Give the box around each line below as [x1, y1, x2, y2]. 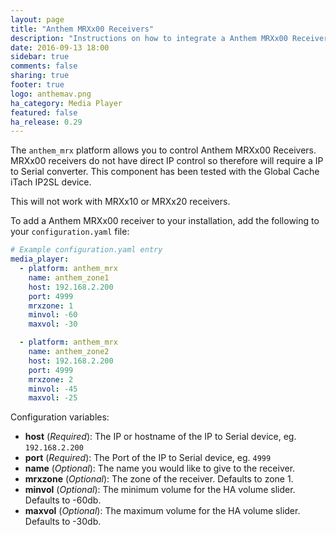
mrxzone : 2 [28, 374, 74, 385]
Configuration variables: [10, 411, 110, 423]
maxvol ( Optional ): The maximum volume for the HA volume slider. [24, 505, 301, 517]
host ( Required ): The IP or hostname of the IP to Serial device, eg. [24, 431, 297, 443]
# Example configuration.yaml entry [10, 245, 163, 255]
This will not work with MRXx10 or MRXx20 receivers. [10, 196, 231, 208]
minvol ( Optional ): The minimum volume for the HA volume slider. [24, 484, 296, 496]
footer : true [10, 80, 65, 90]
